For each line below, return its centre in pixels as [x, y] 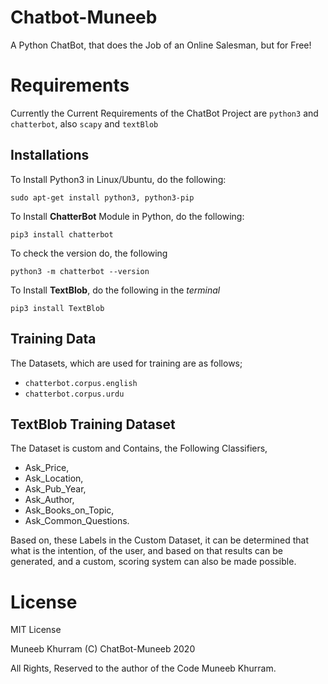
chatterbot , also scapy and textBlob [84, 123]
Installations [50, 155]
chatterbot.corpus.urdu [74, 394]
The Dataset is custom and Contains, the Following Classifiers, [139, 448]
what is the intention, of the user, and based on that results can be [146, 551]
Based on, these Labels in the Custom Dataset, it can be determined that [160, 540]
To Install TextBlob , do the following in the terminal [115, 290]
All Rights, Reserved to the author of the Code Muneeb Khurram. [143, 668]
